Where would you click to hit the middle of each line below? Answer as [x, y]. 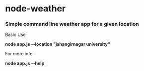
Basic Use [15, 35]
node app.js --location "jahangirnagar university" [58, 44]
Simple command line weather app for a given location [72, 24]
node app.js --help [25, 63]
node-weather [36, 9]
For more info [19, 54]
